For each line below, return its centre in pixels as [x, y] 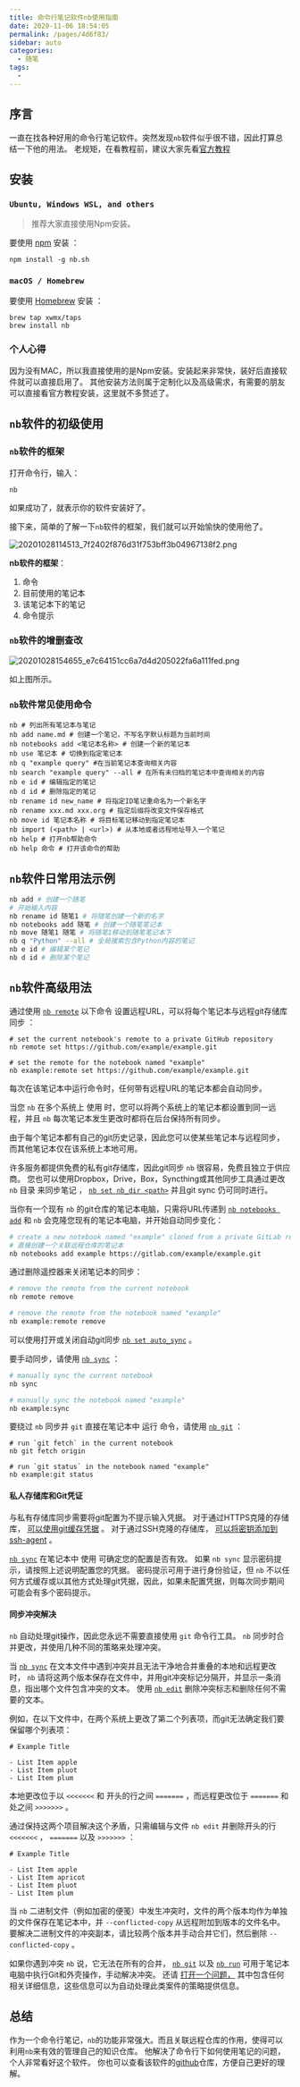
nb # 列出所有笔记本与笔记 [53, 725]
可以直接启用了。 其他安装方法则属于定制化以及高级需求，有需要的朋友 [155, 382]
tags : [19, 68]
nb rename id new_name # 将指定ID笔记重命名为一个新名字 [108, 801]
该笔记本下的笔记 [54, 604]
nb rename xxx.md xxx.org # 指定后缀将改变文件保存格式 [106, 811]
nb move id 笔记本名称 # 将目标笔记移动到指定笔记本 [97, 820]
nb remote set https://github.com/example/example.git [113, 1047]
